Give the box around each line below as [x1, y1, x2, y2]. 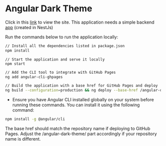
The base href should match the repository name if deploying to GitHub [5, 126, 151, 132]
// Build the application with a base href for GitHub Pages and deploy [5, 83, 158, 88]
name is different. [5, 136, 41, 142]
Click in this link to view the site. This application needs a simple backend [5, 19, 155, 25]
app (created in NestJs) [5, 24, 53, 30]
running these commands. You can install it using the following [12, 102, 140, 108]
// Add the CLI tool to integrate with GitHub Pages [5, 70, 116, 75]
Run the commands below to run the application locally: [5, 34, 119, 40]
